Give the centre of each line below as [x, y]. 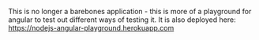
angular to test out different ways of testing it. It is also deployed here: [122, 20]
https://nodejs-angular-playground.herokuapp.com [91, 28]
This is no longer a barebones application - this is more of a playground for [130, 11]
